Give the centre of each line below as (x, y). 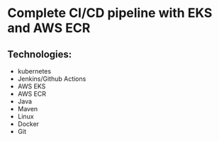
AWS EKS (32, 86)
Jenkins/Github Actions (52, 79)
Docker (28, 124)
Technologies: (40, 54)
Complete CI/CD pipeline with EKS (110, 13)
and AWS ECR (49, 28)
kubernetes (34, 71)
